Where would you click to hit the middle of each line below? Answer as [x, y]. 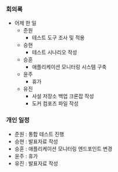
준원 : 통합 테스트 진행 [39, 134]
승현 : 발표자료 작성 [36, 141]
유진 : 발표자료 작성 [36, 163]
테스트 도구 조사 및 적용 [58, 38]
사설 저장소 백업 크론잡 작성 [63, 96]
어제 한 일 [25, 23]
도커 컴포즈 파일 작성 [55, 104]
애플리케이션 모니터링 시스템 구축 [69, 67]
